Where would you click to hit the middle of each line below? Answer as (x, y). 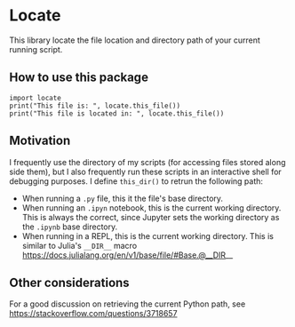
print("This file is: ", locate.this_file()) (95, 106)
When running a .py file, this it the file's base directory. (123, 198)
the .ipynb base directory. (70, 227)
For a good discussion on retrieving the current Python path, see (128, 304)
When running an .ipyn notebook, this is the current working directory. (151, 207)
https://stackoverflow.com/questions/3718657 (93, 314)
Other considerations (70, 282)
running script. (36, 49)
